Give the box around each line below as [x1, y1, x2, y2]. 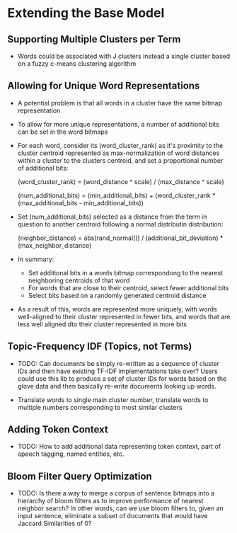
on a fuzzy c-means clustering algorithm [17, 59, 137, 68]
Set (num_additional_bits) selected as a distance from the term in [17, 212, 207, 221]
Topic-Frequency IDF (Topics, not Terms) [7, 340, 192, 353]
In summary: [17, 255, 54, 263]
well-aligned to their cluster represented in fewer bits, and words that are [17, 312, 231, 321]
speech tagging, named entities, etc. [17, 449, 125, 458]
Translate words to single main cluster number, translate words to [17, 395, 209, 404]
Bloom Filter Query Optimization [7, 470, 152, 482]
